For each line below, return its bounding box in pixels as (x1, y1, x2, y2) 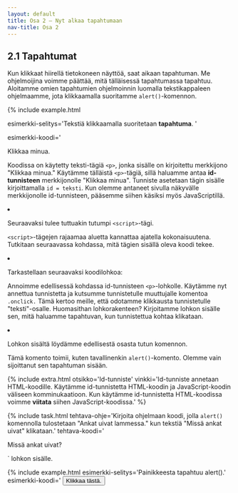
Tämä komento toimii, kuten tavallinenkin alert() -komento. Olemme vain (7, 354, 222, 362)
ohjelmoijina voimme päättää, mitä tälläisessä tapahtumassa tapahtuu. (7, 76, 213, 86)
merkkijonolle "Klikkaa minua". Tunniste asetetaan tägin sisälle (41, 176, 224, 185)
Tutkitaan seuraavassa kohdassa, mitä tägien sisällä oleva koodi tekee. (7, 240, 214, 249)
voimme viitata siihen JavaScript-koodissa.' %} (7, 397, 147, 407)
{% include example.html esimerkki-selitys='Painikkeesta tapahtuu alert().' (7, 468, 227, 477)
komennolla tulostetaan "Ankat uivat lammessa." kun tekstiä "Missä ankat (7, 419, 222, 428)
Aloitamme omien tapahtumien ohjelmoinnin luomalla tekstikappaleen (7, 84, 211, 93)
